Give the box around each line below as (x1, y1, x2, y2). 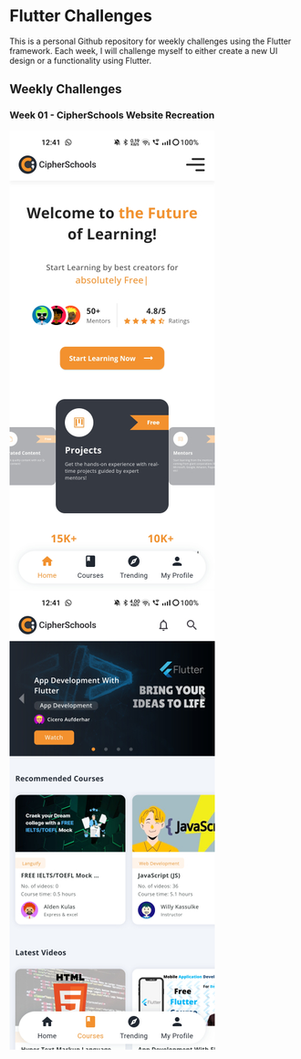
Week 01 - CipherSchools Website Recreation (9, 109, 215, 121)
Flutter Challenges (9, 5, 152, 26)
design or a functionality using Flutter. (9, 55, 152, 66)
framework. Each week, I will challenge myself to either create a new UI (9, 45, 278, 56)
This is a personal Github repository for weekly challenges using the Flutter (9, 36, 292, 47)
